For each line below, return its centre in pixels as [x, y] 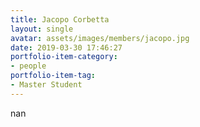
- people [28, 66]
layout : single [42, 29]
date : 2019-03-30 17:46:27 [66, 47]
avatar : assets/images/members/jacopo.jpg [100, 38]
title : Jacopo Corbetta [60, 19]
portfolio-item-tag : [53, 76]
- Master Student [46, 85]
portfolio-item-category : [64, 57]
